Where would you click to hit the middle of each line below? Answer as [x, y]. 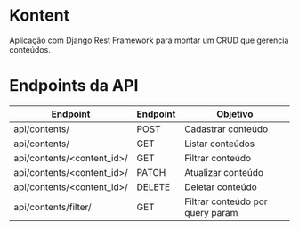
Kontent [39, 16]
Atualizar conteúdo [224, 172]
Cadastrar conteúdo [226, 128]
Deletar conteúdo [221, 186]
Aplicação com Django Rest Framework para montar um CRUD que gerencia [149, 40]
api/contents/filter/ [53, 207]
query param [211, 212]
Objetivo [235, 114]
